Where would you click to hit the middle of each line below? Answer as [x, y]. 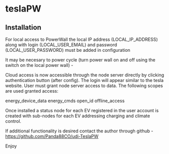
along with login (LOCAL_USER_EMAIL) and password [61, 45]
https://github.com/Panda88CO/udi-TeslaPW [52, 136]
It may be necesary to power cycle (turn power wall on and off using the [80, 60]
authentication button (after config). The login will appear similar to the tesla [85, 80]
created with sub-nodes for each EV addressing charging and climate [78, 116]
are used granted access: [32, 91]
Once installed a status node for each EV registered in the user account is [82, 110]
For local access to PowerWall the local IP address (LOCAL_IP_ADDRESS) [82, 39]
